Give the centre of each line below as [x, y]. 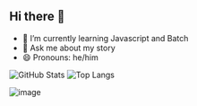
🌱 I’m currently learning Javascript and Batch [105, 38]
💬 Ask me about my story [69, 48]
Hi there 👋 [37, 17]
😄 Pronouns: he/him [60, 57]
